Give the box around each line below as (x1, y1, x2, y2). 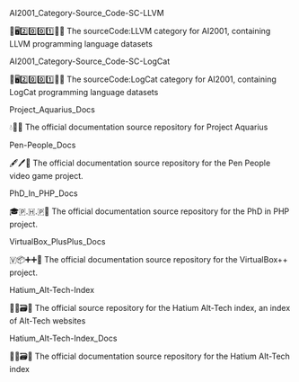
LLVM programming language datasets (9, 39, 153, 49)
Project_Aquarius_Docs (9, 104, 96, 115)
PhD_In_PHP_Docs (9, 188, 78, 199)
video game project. (9, 171, 84, 181)
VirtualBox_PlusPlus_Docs (9, 236, 106, 246)
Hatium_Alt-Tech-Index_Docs (9, 333, 118, 343)
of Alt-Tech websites (9, 315, 86, 326)
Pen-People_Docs (9, 139, 76, 150)
